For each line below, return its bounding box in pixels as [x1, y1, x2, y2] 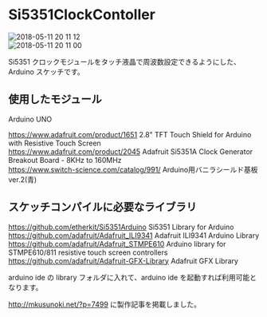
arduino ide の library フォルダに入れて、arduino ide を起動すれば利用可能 [8, 272, 250, 282]
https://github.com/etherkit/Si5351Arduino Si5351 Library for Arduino [8, 222, 234, 232]
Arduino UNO [8, 114, 53, 124]
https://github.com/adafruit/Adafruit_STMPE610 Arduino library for [8, 239, 226, 248]
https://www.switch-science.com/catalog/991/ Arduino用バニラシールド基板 [8, 164, 258, 174]
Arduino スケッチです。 [8, 66, 85, 77]
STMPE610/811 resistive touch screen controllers [8, 248, 168, 257]
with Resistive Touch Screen [8, 138, 101, 148]
